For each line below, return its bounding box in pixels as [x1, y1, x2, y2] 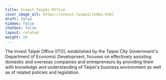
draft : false [5, 16, 32, 21]
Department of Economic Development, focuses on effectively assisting [5, 53, 152, 59]
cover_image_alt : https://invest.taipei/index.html [5, 12, 114, 17]
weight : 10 [5, 35, 28, 40]
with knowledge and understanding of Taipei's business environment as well [5, 64, 162, 70]
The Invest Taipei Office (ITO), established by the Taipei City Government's [5, 48, 158, 54]
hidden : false [5, 21, 35, 26]
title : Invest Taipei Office [5, 7, 65, 12]
